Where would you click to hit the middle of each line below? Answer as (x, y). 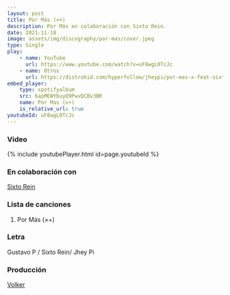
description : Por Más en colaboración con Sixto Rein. (87, 26)
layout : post (26, 13)
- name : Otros (39, 70)
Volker (16, 285)
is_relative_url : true (52, 109)
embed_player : (27, 84)
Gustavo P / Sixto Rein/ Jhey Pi (51, 252)
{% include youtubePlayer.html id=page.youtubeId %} (83, 154)
